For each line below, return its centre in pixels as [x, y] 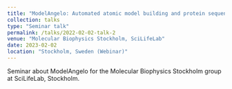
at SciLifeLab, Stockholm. [43, 78]
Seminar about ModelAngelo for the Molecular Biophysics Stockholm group [115, 71]
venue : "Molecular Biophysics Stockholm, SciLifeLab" [86, 39]
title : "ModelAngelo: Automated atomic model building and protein [106, 13]
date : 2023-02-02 [32, 45]
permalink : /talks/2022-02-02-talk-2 [61, 33]
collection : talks [33, 20]
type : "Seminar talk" [38, 26]
